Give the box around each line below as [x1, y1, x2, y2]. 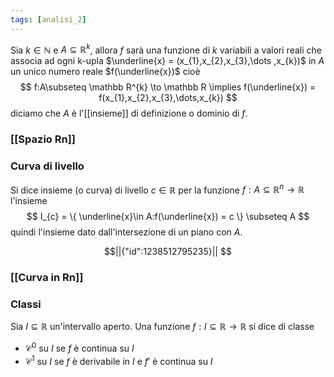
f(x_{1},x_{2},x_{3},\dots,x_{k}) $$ [98, 92, 238, 104]
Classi [10, 297, 42, 311]
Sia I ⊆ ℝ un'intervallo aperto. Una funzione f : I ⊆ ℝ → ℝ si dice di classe [10, 321, 315, 333]
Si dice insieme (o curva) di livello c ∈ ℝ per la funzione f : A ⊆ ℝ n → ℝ [10, 182, 305, 196]
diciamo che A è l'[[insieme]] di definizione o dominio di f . [10, 107, 248, 120]
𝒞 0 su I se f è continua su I [24, 341, 135, 355]
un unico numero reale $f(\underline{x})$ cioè [10, 66, 201, 78]
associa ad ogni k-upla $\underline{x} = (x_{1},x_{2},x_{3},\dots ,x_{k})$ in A [10, 55, 325, 67]
